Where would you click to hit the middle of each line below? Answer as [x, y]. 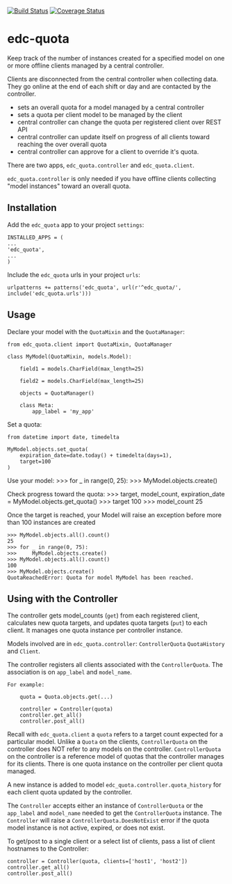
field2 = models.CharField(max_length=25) [82, 381]
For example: [26, 685]
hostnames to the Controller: [48, 849]
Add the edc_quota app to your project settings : [76, 224]
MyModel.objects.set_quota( [48, 449]
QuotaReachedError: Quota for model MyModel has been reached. [101, 578]
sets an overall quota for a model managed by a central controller [111, 107]
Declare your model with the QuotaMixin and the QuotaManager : [96, 331]
